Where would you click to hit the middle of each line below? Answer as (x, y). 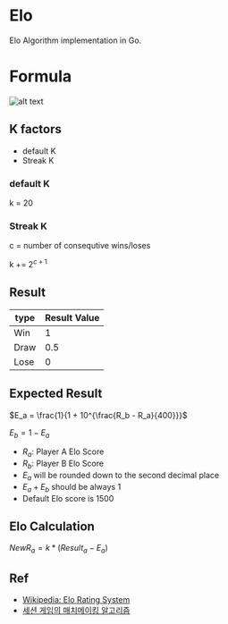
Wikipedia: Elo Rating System (76, 599)
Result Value (72, 317)
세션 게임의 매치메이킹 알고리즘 (76, 610)
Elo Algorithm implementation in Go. (76, 40)
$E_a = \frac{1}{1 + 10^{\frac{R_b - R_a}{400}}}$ (98, 415)
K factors (36, 129)
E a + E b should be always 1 (72, 488)
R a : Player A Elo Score (63, 453)
